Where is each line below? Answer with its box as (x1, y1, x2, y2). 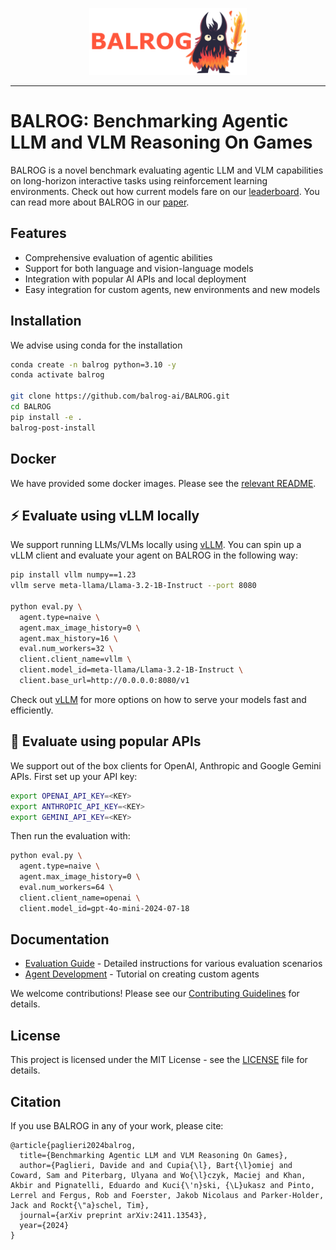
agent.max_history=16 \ (19, 633, 118, 643)
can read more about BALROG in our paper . (10, 196, 190, 208)
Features (10, 225, 67, 242)
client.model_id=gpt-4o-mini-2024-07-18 (19, 903, 190, 913)
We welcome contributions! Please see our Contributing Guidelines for (10, 988, 300, 1000)
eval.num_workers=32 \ (19, 644, 114, 654)
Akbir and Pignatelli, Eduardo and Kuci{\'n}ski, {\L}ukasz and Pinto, (10, 1181, 315, 1191)
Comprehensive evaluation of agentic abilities (24, 251, 213, 263)
